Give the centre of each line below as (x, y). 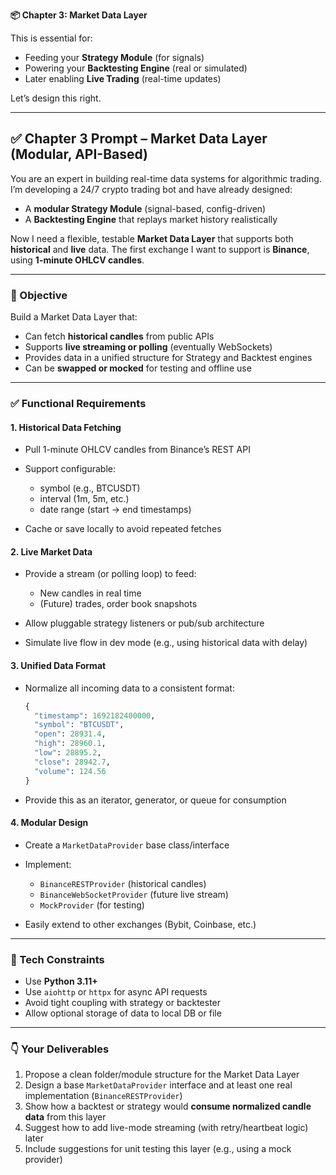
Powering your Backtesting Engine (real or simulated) (136, 68)
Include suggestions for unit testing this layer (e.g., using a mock (158, 1149)
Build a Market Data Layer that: (74, 317)
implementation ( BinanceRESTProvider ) (103, 1096)
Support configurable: (70, 469)
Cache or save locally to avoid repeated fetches (123, 529)
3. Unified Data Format (58, 666)
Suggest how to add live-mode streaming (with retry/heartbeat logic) (166, 1128)
